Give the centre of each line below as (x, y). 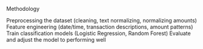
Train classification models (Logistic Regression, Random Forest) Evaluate (98, 33)
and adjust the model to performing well (56, 40)
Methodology (23, 9)
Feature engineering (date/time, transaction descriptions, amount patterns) (100, 27)
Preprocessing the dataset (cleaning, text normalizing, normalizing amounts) (101, 20)
